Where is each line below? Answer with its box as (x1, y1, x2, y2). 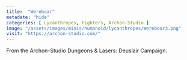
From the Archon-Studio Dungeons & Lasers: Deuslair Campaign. (6, 47, 167, 54)
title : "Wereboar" (6, 8, 55, 15)
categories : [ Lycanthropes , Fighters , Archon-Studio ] (6, 20, 149, 26)
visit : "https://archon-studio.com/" (6, 31, 101, 37)
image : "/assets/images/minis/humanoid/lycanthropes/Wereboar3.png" (6, 25, 182, 31)
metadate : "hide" (6, 14, 50, 20)
